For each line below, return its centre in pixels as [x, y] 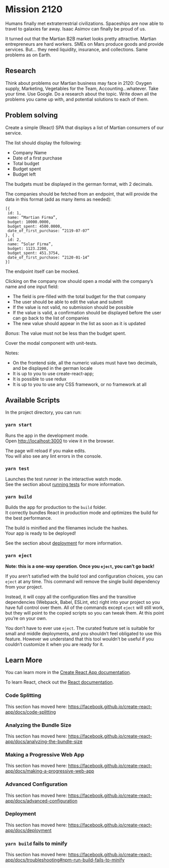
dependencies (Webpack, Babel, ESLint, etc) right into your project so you [83, 602]
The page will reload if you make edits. [46, 451]
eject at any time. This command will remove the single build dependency [83, 581]
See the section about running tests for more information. [65, 484]
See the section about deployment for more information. [64, 543]
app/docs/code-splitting [31, 712]
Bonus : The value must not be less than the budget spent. [66, 333]
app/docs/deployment [28, 830]
